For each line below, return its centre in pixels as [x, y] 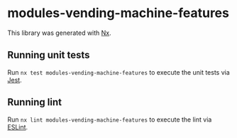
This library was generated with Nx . [59, 33]
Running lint [35, 102]
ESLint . [18, 127]
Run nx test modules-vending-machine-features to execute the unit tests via [119, 72]
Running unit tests [49, 55]
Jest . [15, 80]
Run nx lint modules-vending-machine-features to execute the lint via [110, 120]
